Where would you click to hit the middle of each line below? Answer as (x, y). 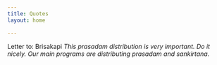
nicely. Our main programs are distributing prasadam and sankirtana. (108, 54)
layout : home (26, 20)
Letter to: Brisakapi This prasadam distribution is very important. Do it (108, 46)
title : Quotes (28, 14)
